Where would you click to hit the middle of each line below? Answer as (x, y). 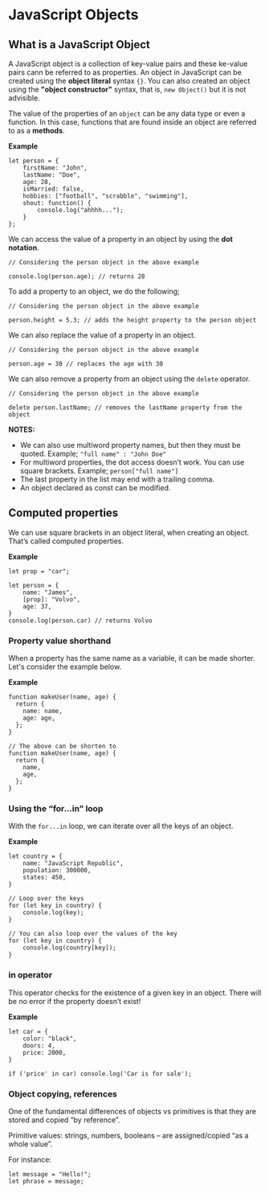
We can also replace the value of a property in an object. (102, 335)
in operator (31, 975)
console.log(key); (53, 913)
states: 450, (45, 878)
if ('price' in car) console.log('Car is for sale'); (100, 1074)
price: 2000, (45, 1052)
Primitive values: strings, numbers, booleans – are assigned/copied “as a (128, 1136)
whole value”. (31, 1144)
